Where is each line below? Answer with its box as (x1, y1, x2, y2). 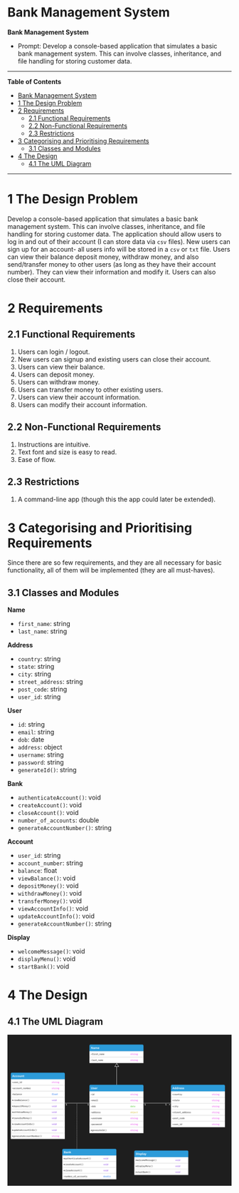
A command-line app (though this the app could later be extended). (17, 495, 216, 503)
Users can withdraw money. (17, 377, 100, 386)
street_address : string (17, 677, 83, 686)
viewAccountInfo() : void (17, 904, 89, 913)
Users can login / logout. (17, 347, 90, 356)
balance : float (17, 866, 58, 875)
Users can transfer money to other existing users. (17, 385, 164, 394)
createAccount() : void (17, 801, 83, 809)
